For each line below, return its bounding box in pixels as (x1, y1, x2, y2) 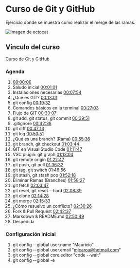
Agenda (5, 68, 25, 75)
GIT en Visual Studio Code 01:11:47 (12, 146, 82, 152)
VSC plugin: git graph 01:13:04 (12, 152, 73, 158)
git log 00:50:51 (12, 131, 44, 137)
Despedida (12, 219, 35, 225)
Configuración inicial (5, 231, 56, 237)
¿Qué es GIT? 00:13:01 (12, 95, 58, 101)
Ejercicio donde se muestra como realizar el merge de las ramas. (5, 19, 136, 25)
